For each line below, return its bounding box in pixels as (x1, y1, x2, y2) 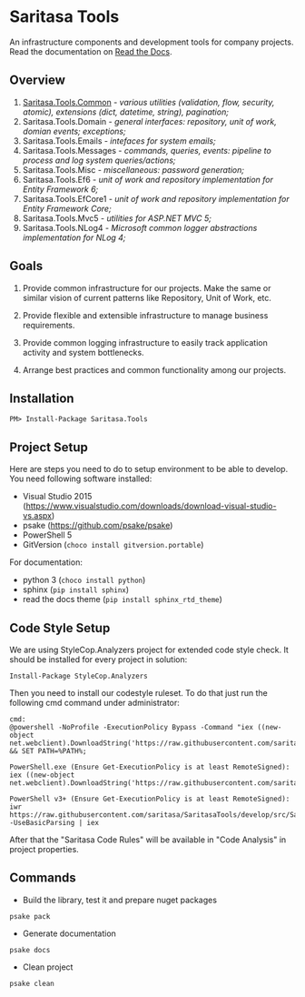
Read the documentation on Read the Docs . (9, 45, 172, 56)
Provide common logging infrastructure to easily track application (22, 337, 268, 347)
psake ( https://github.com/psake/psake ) (22, 520, 173, 531)
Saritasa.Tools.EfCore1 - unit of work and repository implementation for (22, 193, 290, 204)
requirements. (22, 319, 75, 330)
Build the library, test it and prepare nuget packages (22, 894, 218, 905)
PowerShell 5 (22, 529, 73, 540)
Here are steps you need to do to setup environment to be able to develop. (9, 464, 289, 475)
